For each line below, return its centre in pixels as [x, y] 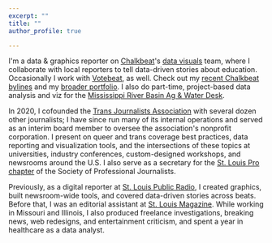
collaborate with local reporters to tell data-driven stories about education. [133, 70]
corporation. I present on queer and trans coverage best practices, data [128, 137]
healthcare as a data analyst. [57, 230]
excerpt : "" [28, 16]
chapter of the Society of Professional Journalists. [92, 172]
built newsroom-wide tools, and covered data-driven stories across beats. [132, 196]
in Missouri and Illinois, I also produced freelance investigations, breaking [131, 213]
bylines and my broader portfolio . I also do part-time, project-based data [130, 87]
